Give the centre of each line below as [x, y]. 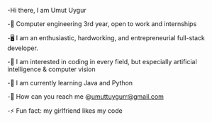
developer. [23, 48]
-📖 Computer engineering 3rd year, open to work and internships [102, 24]
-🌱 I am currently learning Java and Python [70, 83]
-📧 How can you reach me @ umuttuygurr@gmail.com [86, 97]
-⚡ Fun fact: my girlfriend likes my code [65, 111]
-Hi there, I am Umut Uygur [47, 10]
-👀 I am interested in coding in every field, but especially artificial [102, 62]
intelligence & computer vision [51, 69]
